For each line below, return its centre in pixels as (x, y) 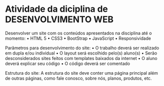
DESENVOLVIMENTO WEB (59, 19)
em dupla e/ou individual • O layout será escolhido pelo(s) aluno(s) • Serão (81, 53)
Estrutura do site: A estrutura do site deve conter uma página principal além (82, 73)
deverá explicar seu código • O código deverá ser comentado (68, 63)
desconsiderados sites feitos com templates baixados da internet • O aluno (81, 58)
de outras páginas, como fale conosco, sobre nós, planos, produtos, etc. (79, 78)
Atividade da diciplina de (56, 9)
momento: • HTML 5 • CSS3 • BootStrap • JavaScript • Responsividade (78, 38)
